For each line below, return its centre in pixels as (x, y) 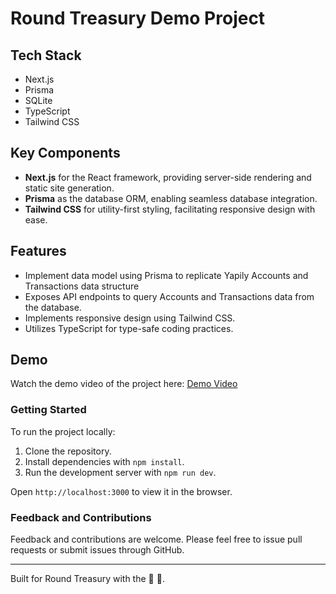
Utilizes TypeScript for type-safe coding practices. (129, 328)
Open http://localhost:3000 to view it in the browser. (121, 491)
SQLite (38, 100)
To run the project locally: (63, 431)
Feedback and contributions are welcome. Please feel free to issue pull (156, 539)
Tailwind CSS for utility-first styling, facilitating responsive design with (170, 209)
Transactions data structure (82, 286)
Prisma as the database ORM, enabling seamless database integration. (171, 198)
